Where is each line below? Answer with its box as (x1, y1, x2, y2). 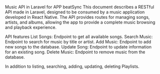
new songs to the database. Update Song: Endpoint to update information (5, 44, 152, 49)
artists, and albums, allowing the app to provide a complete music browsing (5, 19, 156, 25)
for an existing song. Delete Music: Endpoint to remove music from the (5, 49, 145, 55)
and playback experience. (5, 25, 57, 30)
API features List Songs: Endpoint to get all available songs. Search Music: (5, 34, 153, 39)
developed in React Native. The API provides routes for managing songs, (5, 14, 150, 20)
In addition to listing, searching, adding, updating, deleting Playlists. (5, 63, 140, 69)
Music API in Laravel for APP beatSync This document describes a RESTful (5, 4, 155, 10)
